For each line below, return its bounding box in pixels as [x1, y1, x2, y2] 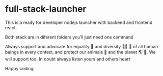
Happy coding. [5, 65, 35, 71]
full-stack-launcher [5, 3, 87, 15]
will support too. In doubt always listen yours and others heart [5, 56, 130, 62]
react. [5, 24, 17, 30]
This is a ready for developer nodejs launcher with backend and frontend [5, 19, 153, 25]
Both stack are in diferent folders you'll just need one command [5, 34, 134, 40]
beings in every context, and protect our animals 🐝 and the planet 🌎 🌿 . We [5, 49, 156, 55]
